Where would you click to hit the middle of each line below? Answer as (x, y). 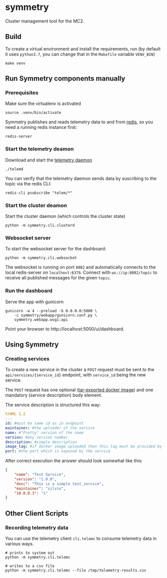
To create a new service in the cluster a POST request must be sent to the (80, 370)
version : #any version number (37, 437)
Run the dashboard (29, 291)
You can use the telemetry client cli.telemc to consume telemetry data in (81, 538)
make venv (15, 63)
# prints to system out (30, 553)
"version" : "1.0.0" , (35, 479)
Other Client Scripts (37, 513)
